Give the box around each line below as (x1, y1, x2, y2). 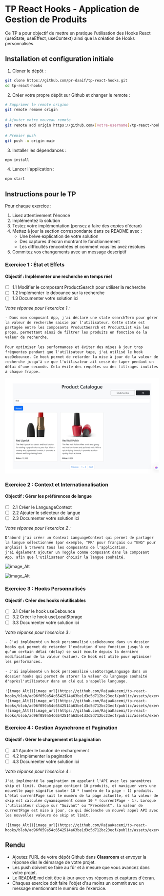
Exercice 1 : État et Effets (5, 261, 65, 268)
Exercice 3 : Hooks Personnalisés (5, 585, 86, 592)
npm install (5, 157, 29, 163)
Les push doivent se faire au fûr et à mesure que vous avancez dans (12, 864, 150, 870)
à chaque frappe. (5, 369, 41, 374)
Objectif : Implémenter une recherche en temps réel (5, 273, 112, 279)
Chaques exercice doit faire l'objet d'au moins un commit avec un (12, 880, 144, 886)
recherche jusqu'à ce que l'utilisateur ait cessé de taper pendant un (5, 359, 154, 364)
